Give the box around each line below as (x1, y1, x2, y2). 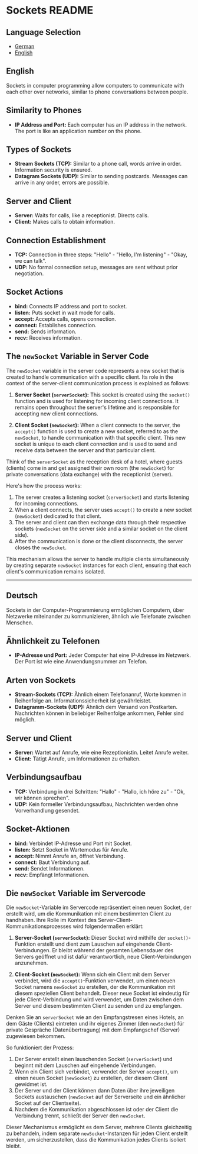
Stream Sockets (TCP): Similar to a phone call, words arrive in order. (14, 160, 181, 167)
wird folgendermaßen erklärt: (72, 923, 144, 930)
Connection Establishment (6, 235, 106, 246)
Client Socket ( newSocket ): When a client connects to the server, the (14, 421, 181, 428)
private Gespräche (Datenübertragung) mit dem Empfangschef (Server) (6, 1026, 180, 1033)
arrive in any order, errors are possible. (14, 179, 110, 186)
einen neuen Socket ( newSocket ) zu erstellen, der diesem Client (14, 1075, 168, 1082)
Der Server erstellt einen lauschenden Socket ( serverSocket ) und (14, 1056, 173, 1063)
